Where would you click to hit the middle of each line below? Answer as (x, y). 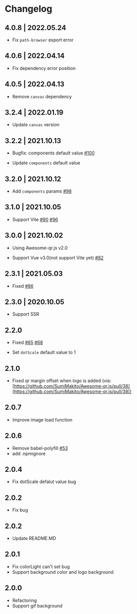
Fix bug (20, 510)
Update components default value (46, 163)
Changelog (29, 9)
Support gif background (37, 606)
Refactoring (24, 600)
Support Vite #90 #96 (35, 219)
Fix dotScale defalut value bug (44, 482)
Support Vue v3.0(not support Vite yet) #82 (58, 257)
